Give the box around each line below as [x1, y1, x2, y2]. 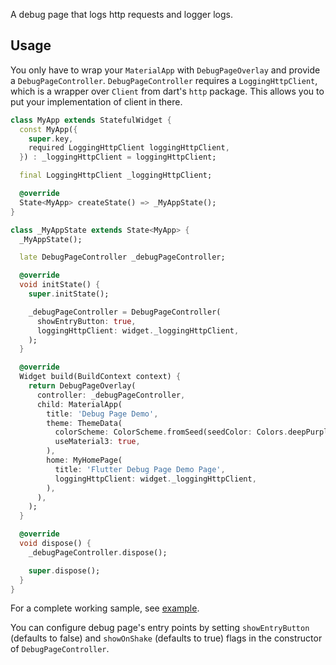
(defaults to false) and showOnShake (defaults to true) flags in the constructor [10, 632, 323, 644]
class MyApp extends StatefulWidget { [10, 115, 172, 125]
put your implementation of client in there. [10, 95, 183, 108]
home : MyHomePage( [46, 455, 123, 466]
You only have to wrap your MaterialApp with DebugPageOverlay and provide [10, 64, 321, 76]
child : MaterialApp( [36, 399, 123, 409]
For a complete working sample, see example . [10, 602, 200, 614]
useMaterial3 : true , [54, 437, 141, 447]
